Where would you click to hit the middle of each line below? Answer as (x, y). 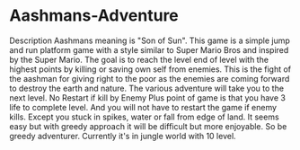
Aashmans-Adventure (94, 16)
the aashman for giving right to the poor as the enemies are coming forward (150, 78)
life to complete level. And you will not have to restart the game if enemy (143, 107)
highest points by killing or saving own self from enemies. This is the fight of (150, 69)
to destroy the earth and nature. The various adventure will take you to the (147, 88)
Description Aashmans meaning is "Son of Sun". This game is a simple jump (150, 40)
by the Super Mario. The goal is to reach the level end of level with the (139, 59)
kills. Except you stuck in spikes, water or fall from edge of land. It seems (145, 117)
